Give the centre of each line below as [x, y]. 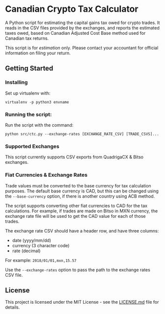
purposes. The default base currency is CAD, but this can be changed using [82, 191]
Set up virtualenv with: [28, 93]
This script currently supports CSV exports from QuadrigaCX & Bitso [74, 157]
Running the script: [28, 114]
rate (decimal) [26, 251]
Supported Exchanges [32, 146]
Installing [16, 82]
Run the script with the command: [39, 125]
